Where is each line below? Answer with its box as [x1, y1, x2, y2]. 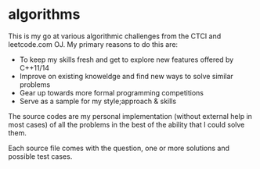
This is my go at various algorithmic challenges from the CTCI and [8, 31, 222, 41]
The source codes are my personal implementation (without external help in [8, 111, 253, 120]
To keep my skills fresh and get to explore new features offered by [19, 55, 234, 64]
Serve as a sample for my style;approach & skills [19, 96, 177, 106]
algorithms [8, 5, 81, 23]
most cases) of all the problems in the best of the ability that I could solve [8, 120, 245, 129]
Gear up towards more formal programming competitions [19, 88, 204, 97]
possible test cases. [8, 151, 73, 161]
